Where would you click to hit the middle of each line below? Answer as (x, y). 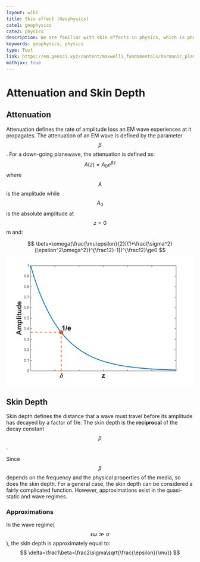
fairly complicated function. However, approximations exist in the (86, 490)
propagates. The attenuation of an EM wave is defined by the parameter (94, 135)
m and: (15, 232)
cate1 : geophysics (29, 25)
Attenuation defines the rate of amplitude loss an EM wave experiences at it (99, 129)
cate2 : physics (25, 32)
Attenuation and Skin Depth (76, 93)
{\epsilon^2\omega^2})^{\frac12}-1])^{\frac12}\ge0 (96, 250)
